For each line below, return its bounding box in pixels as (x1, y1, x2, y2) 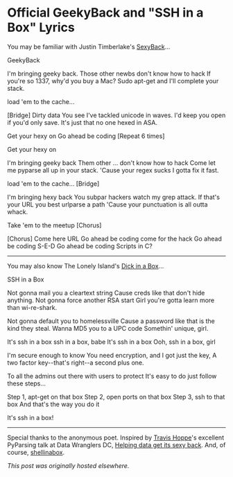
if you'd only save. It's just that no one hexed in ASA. (7, 118, 158, 126)
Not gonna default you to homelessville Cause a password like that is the (7, 317, 215, 325)
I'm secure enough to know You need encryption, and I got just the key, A (7, 351, 217, 359)
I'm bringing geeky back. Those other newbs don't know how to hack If (7, 69, 212, 78)
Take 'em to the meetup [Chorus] (7, 220, 102, 229)
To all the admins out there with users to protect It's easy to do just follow (7, 372, 217, 380)
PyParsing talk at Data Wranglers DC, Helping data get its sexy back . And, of (7, 440, 226, 449)
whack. (7, 207, 28, 216)
